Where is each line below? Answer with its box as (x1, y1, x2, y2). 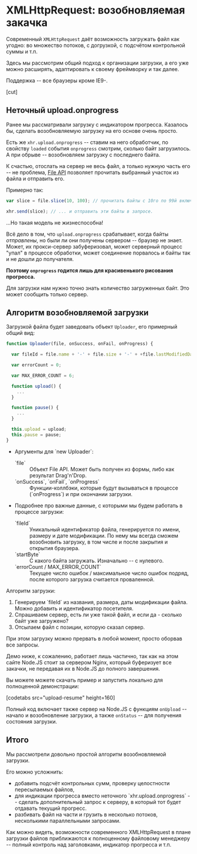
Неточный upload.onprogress (6, 105, 119, 115)
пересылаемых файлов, (14, 786, 75, 793)
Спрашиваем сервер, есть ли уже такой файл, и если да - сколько (14, 611, 182, 618)
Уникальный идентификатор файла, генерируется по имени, (29, 525, 181, 533)
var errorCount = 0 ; (11, 362, 62, 368)
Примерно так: (6, 186, 44, 193)
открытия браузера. (29, 544, 80, 551)
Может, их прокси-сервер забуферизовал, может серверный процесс (6, 243, 183, 250)
